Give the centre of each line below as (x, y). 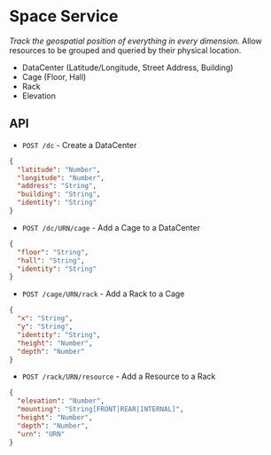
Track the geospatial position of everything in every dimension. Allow (136, 41)
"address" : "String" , (57, 186)
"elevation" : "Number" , (61, 401)
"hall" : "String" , (51, 260)
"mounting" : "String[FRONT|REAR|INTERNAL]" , (101, 410)
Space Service (64, 16)
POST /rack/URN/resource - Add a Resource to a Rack (119, 377)
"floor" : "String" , (53, 252)
